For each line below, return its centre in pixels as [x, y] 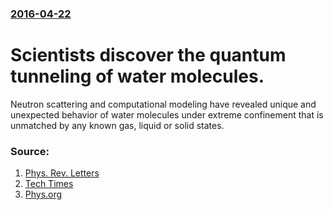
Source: [30, 151]
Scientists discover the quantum [148, 55]
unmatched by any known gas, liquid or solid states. [117, 125]
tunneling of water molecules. [137, 76]
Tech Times [49, 184]
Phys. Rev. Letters [62, 173]
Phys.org [43, 194]
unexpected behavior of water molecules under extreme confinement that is [167, 114]
